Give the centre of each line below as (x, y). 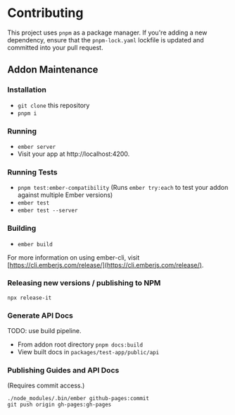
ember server (37, 147)
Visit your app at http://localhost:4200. (74, 154)
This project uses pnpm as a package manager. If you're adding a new (107, 32)
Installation (27, 90)
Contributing (45, 13)
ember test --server (47, 211)
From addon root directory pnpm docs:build (80, 344)
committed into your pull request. (55, 47)
